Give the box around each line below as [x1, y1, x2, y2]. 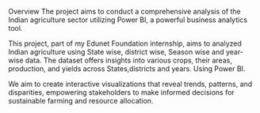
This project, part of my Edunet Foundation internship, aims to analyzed [8, 39, 242, 48]
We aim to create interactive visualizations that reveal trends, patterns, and [8, 79, 253, 89]
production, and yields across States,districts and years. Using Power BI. [8, 64, 246, 73]
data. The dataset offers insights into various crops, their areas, [25, 55, 232, 65]
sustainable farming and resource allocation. [8, 96, 154, 105]
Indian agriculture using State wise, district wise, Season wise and [8, 47, 224, 56]
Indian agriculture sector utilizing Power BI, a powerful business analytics [8, 15, 248, 24]
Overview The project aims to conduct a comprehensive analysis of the [8, 7, 242, 16]
